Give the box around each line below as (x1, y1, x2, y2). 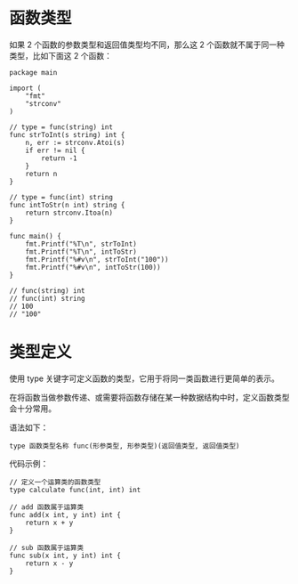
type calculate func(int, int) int (9, 485, 141, 494)
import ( (9, 84, 42, 93)
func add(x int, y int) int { (9, 510, 122, 519)
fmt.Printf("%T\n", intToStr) (25, 247, 138, 256)
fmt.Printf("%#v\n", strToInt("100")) (25, 255, 169, 264)
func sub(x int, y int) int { (9, 551, 122, 560)
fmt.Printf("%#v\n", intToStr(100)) (25, 263, 162, 272)
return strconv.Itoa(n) (25, 208, 114, 217)
